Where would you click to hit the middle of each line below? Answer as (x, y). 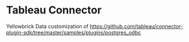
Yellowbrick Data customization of (48, 26)
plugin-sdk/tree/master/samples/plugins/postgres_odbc (74, 32)
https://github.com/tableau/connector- (136, 26)
